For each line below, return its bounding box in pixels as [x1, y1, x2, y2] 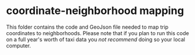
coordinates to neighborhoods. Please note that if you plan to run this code [6, 29, 190, 36]
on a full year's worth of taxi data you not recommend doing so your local [6, 36, 186, 43]
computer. [6, 42, 31, 49]
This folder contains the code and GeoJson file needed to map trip [6, 23, 169, 30]
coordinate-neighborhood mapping [6, 4, 184, 18]
